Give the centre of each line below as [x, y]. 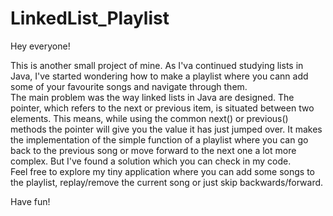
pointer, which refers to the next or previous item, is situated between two [162, 108]
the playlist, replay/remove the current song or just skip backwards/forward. [167, 182]
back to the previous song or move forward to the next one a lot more [153, 150]
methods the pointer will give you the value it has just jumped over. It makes [166, 129]
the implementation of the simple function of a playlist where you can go [159, 139]
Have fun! [30, 201]
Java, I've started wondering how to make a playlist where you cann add [159, 76]
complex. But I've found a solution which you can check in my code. [151, 161]
